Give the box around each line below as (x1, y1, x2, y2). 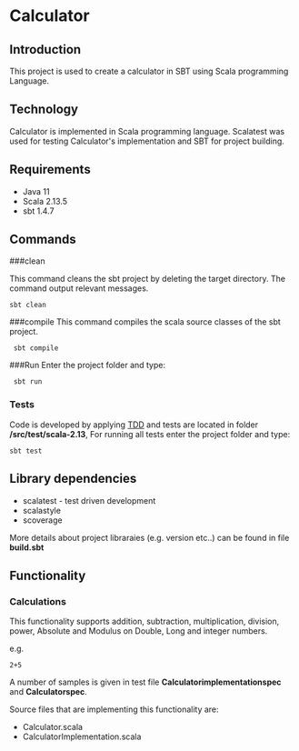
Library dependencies (9, 471, 137, 486)
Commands (9, 232, 77, 247)
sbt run (13, 377, 43, 386)
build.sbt (9, 542, 45, 553)
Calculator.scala (22, 722, 84, 733)
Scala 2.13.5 (22, 195, 68, 206)
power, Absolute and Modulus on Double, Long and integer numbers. (9, 626, 268, 636)
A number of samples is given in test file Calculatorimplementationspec (9, 676, 282, 687)
